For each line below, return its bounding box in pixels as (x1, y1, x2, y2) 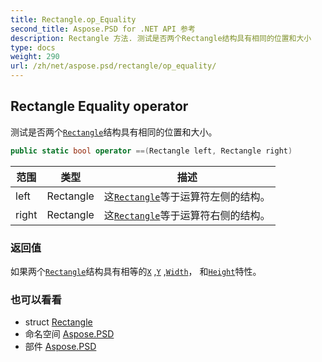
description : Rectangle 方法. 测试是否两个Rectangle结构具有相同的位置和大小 (10, 33, 312, 43)
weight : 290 (10, 52, 60, 62)
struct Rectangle (24, 316, 93, 328)
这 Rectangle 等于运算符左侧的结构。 (103, 189, 271, 203)
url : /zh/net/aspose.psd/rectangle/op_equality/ (10, 61, 217, 71)
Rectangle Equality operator (10, 98, 189, 115)
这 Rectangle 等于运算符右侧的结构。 (103, 208, 271, 222)
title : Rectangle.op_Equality (10, 14, 137, 25)
